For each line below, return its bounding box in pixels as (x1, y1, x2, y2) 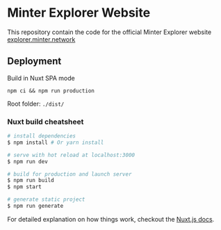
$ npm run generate (7, 203, 64, 210)
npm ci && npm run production (7, 87, 95, 95)
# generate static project (7, 196, 85, 203)
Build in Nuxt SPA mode (7, 74, 75, 82)
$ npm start (7, 183, 42, 190)
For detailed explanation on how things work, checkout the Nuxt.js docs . (7, 215, 215, 223)
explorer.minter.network (7, 35, 76, 43)
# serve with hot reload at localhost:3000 (7, 151, 136, 158)
